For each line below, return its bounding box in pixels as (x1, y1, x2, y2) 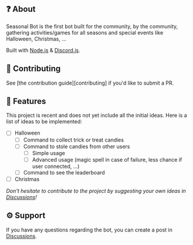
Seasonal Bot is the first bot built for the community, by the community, (6, 22, 178, 30)
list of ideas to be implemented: (6, 118, 82, 125)
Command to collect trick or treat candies (23, 136, 124, 143)
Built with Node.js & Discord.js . (6, 46, 80, 53)
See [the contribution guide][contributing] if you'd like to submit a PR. (6, 79, 174, 86)
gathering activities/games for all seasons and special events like (6, 29, 164, 36)
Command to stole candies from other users (23, 143, 130, 150)
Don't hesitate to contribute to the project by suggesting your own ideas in (6, 187, 187, 194)
